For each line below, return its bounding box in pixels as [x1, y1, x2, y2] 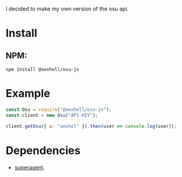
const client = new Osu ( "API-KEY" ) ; [5, 112, 98, 118]
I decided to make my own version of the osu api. [5, 5, 129, 12]
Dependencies [5, 144, 81, 157]
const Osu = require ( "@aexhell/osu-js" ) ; [5, 106, 112, 113]
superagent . [14, 164, 45, 171]
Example [5, 87, 50, 101]
